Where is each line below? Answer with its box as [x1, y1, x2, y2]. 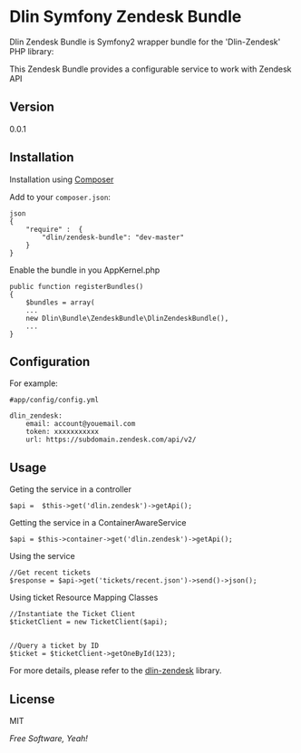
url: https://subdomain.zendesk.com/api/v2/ [25, 435, 197, 445]
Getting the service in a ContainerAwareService [9, 517, 187, 528]
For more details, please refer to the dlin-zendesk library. [9, 665, 222, 676]
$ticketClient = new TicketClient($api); [9, 618, 169, 627]
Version [9, 100, 54, 115]
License [9, 691, 55, 707]
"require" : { [25, 225, 83, 234]
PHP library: [9, 45, 54, 56]
